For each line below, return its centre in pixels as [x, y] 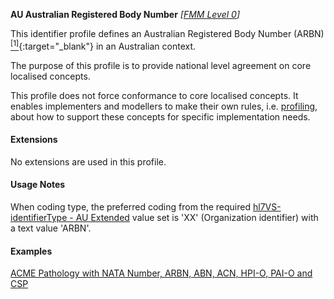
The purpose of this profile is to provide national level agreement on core [161, 65]
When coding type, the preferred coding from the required [131, 207]
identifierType [39, 218]
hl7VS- [267, 207]
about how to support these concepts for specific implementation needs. [160, 116]
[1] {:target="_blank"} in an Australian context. [103, 45]
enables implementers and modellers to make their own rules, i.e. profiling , [164, 106]
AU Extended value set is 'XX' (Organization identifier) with [197, 218]
